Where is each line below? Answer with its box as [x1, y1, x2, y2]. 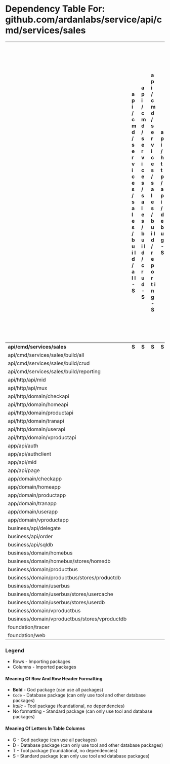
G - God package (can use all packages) [12, 737, 97, 743]
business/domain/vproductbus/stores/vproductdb [8, 615, 127, 622]
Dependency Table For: [5, 3, 105, 15]
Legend [5, 647, 24, 654]
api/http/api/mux [8, 384, 48, 391]
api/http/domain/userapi [8, 426, 66, 433]
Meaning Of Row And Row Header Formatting [5, 675, 103, 681]
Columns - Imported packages [12, 664, 77, 670]
